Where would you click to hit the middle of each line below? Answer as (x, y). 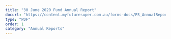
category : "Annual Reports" (35, 29)
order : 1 (15, 24)
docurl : (13, 15)
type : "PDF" (18, 19)
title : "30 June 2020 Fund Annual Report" (51, 10)
